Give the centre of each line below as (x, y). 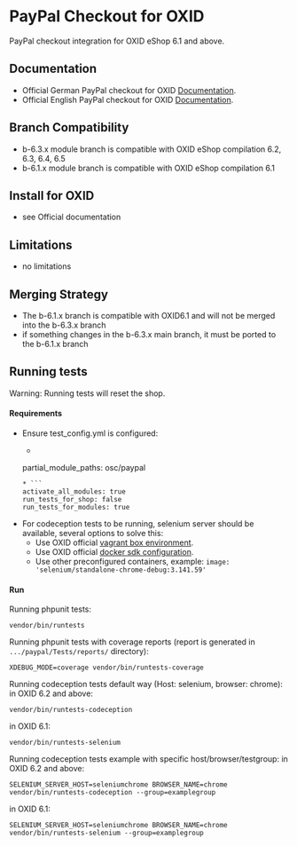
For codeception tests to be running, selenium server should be (138, 524)
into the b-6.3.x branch (64, 325)
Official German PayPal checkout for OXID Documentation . (129, 90)
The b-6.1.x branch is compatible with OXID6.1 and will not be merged (148, 316)
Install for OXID (52, 196)
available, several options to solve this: (93, 534)
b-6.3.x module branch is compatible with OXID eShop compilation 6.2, (152, 149)
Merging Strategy (59, 294)
